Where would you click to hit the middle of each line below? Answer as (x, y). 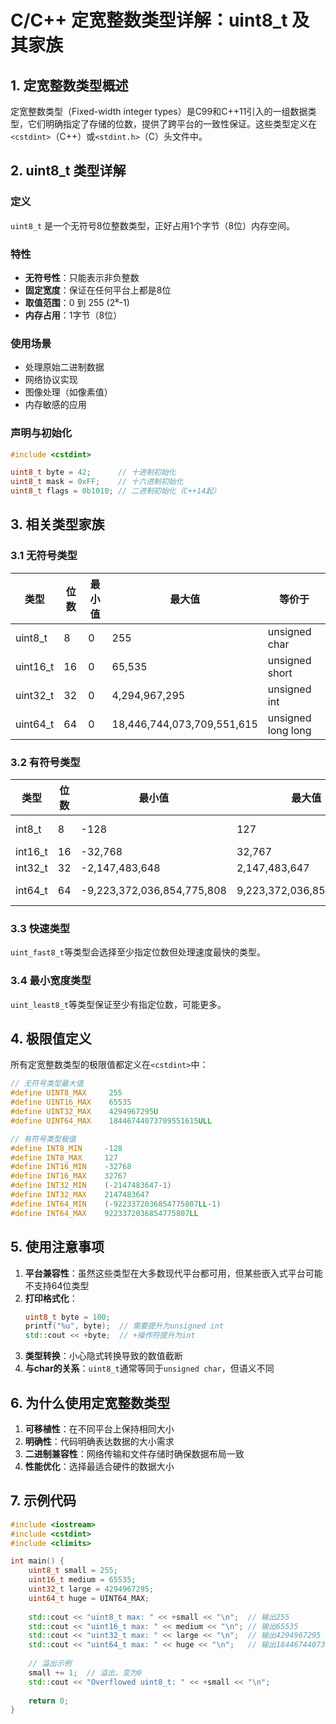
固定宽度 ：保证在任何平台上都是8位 (98, 290)
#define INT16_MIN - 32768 (71, 1167)
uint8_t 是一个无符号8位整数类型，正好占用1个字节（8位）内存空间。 (153, 225)
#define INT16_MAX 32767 (69, 1176)
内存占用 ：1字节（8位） (73, 315)
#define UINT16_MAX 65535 (71, 1102)
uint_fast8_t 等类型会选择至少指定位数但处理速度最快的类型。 (138, 952)
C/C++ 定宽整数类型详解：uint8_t (149, 20)
